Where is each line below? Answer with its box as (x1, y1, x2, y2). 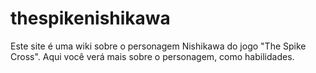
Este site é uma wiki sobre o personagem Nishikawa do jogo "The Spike (10, 40, 307, 52)
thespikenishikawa (10, 7, 171, 30)
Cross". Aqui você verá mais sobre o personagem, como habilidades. (10, 50, 295, 62)
